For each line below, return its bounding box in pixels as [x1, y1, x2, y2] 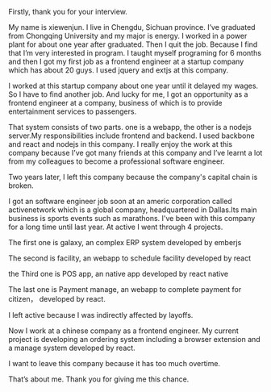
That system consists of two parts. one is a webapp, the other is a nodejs [8, 123, 252, 131]
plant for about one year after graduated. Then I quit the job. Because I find [8, 40, 258, 49]
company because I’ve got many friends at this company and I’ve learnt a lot [8, 148, 263, 157]
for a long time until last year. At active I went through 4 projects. [8, 222, 223, 231]
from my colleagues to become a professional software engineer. [8, 156, 225, 166]
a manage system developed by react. [8, 343, 135, 352]
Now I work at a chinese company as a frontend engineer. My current [8, 326, 240, 336]
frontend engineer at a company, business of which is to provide [8, 98, 223, 107]
